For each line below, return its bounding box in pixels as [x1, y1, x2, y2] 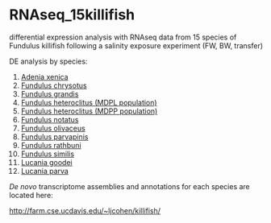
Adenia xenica [20, 72, 69, 81]
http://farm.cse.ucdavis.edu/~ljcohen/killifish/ [9, 205, 161, 215]
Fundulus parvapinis [20, 131, 89, 142]
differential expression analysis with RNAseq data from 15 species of [9, 32, 237, 42]
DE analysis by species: [9, 56, 88, 66]
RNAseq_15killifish [9, 6, 135, 24]
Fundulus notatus [20, 114, 79, 124]
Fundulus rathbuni [20, 140, 81, 150]
